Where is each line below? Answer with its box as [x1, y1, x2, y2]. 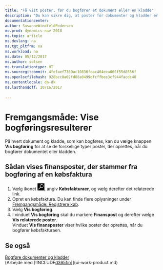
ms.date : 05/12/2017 [5, 54, 47, 59]
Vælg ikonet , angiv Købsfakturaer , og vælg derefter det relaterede [12, 186, 155, 192]
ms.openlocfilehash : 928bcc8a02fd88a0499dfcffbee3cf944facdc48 [5, 75, 137, 80]
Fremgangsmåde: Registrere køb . [12, 201, 80, 207]
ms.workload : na [5, 49, 38, 54]
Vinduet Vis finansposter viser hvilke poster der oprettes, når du [12, 222, 143, 228]
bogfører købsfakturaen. [12, 227, 61, 233]
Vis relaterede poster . [12, 217, 58, 223]
